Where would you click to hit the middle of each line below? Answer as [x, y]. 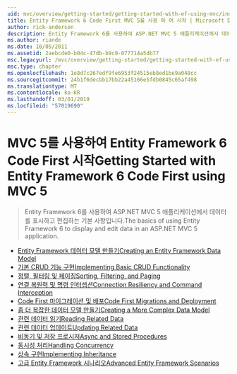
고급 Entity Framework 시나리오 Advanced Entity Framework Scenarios [119, 363]
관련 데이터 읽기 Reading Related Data [71, 318]
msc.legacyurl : [30, 60]
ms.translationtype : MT [42, 86]
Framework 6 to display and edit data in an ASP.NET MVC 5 [111, 228]
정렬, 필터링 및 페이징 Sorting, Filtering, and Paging [89, 276]
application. [42, 236]
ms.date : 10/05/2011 [38, 47]
